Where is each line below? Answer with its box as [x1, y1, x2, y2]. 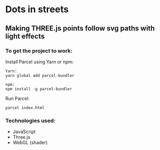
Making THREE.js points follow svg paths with [5, 24, 155, 33]
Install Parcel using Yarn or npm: [5, 59, 74, 65]
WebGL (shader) [12, 139, 48, 146]
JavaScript [12, 129, 36, 135]
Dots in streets [5, 4, 69, 15]
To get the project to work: [5, 47, 73, 54]
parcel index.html [5, 105, 45, 110]
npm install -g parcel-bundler [5, 86, 72, 91]
